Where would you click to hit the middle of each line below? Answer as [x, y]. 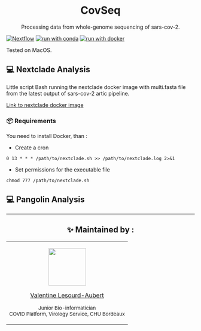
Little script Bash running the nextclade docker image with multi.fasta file [96, 87]
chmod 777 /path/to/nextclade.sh [48, 181]
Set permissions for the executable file [63, 170]
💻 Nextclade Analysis [48, 70]
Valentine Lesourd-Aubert [67, 295]
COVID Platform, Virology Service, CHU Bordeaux [67, 314]
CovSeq [100, 10]
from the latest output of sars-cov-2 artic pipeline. [68, 93]
